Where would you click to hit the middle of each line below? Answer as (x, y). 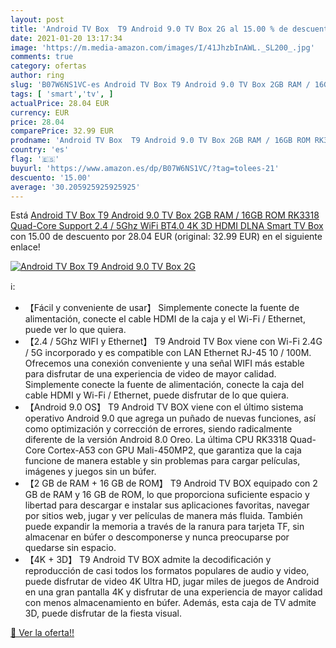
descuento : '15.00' (51, 177)
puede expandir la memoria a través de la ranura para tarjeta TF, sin (164, 527)
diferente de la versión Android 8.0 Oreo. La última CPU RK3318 (156, 440)
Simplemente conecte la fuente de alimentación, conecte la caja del (164, 385)
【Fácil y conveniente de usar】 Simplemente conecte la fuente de (162, 308)
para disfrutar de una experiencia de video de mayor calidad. (150, 374)
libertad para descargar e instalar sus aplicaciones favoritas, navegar (167, 505)
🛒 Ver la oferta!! (42, 633)
